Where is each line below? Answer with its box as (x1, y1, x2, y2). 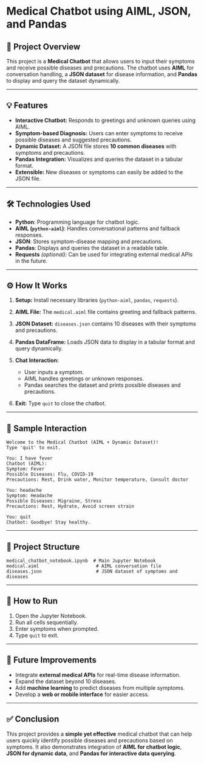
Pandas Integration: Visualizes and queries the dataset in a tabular (15, 155, 183, 163)
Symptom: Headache (6, 492, 53, 499)
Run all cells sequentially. (15, 619, 78, 626)
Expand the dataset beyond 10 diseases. (15, 678, 117, 685)
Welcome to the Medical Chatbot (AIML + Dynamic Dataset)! (6, 439, 159, 445)
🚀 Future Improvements (6, 655, 97, 665)
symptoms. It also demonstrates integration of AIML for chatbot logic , (6, 743, 182, 750)
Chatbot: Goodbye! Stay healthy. (6, 519, 91, 525)
